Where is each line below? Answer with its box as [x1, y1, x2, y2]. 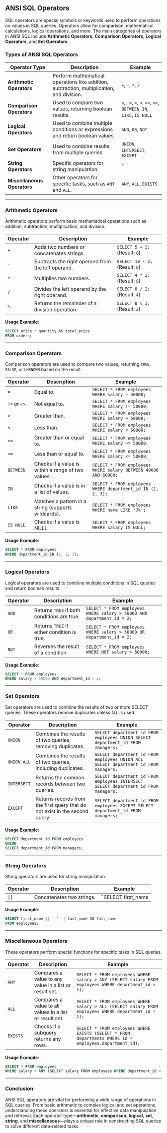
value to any [34, 975, 63, 982]
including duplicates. [35, 764, 84, 771]
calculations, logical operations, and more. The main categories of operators [5, 27, 162, 34]
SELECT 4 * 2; [116, 272, 151, 278]
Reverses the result [34, 643, 80, 650]
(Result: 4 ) [116, 291, 141, 298]
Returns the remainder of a [34, 300, 97, 307]
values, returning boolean [52, 105, 112, 112]
